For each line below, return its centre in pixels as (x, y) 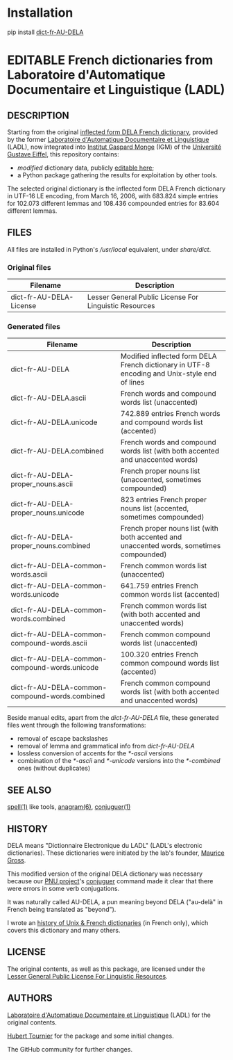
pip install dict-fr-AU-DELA (45, 32)
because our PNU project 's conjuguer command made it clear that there (110, 881)
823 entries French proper (163, 500)
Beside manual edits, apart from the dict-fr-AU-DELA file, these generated (113, 718)
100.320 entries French (159, 655)
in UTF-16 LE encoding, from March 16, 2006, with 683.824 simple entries (113, 195)
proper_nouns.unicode (48, 513)
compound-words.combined (58, 696)
